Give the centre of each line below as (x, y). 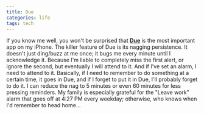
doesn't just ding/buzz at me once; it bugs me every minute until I (89, 54)
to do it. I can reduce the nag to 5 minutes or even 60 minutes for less (94, 86)
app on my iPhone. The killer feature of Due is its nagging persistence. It (97, 47)
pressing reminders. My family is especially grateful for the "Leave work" (98, 93)
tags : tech (20, 23)
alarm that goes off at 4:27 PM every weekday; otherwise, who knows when (102, 99)
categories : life (28, 18)
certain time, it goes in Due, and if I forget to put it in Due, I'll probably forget (102, 79)
